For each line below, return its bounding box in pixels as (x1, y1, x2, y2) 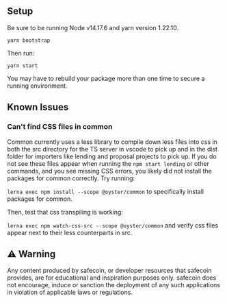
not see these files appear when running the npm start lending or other (7, 159, 210, 167)
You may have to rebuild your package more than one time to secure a (7, 74, 205, 82)
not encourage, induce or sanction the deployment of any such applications (7, 281, 221, 289)
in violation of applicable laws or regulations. (7, 288, 133, 297)
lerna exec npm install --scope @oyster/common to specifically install (7, 187, 204, 195)
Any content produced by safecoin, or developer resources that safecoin (7, 267, 212, 275)
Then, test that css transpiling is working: (7, 208, 123, 216)
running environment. (7, 82, 68, 90)
